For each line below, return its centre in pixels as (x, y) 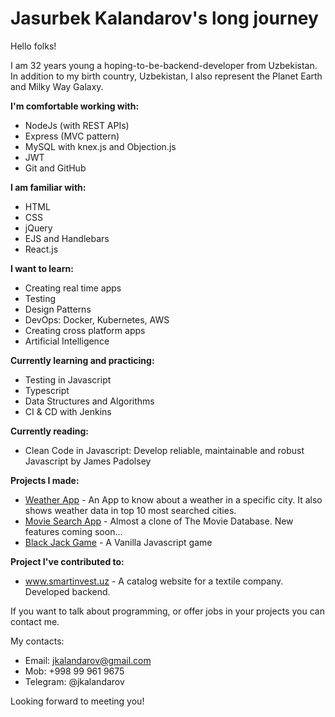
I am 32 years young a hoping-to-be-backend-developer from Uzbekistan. (164, 65)
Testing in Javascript (68, 379)
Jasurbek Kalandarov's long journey (164, 18)
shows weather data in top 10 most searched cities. (130, 510)
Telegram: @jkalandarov (74, 681)
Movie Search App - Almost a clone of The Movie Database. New (159, 521)
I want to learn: (42, 268)
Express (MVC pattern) (72, 136)
